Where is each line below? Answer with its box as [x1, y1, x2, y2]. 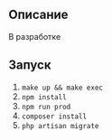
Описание [8, 7, 69, 23]
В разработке [8, 31, 61, 42]
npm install [21, 92, 67, 102]
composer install [21, 112, 88, 121]
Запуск [8, 58, 51, 73]
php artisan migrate [21, 121, 99, 130]
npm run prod [21, 102, 71, 111]
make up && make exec [21, 83, 103, 92]
